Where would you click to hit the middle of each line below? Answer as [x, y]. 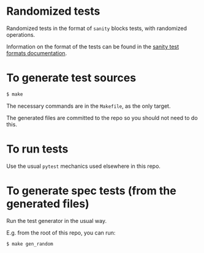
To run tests [37, 149]
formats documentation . [37, 53]
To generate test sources [71, 78]
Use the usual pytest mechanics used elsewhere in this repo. [84, 166]
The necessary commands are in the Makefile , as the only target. [89, 106]
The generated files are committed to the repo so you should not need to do [102, 118]
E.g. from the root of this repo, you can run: [61, 232]
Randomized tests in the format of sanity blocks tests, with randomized [97, 28]
